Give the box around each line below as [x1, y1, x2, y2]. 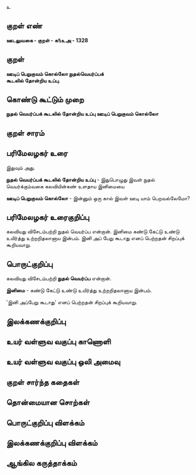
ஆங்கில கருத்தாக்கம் [6, 458, 77, 468]
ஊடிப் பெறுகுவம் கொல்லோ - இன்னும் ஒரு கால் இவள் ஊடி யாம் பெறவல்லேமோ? [6, 194, 190, 201]
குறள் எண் [6, 21, 43, 31]
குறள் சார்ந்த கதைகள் [6, 377, 80, 387]
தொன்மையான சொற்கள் [6, 398, 90, 408]
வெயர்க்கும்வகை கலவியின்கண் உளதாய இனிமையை [6, 182, 125, 190]
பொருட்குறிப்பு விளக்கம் [6, 418, 85, 428]
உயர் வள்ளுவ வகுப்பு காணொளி [6, 337, 111, 347]
